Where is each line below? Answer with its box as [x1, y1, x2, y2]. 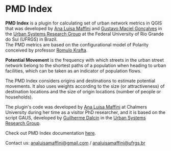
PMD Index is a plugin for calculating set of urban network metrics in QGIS [5, 20, 162, 26]
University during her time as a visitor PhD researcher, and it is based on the [5, 109, 166, 115]
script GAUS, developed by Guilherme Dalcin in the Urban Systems [5, 114, 146, 120]
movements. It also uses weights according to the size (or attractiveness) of [5, 83, 165, 89]
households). [5, 94, 33, 100]
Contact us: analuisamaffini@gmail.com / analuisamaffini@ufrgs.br [5, 140, 145, 146]
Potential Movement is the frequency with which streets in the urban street [5, 57, 164, 63]
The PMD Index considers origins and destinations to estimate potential [5, 78, 156, 84]
